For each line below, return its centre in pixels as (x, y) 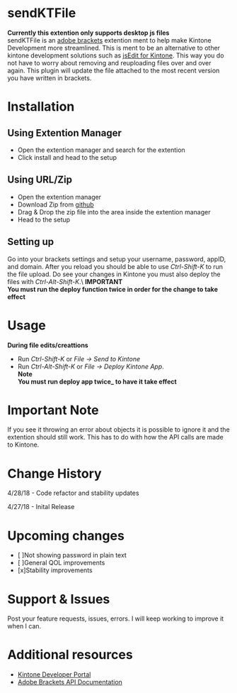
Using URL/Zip (40, 180)
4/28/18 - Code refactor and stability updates (73, 493)
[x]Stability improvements (55, 570)
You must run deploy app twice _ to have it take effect (97, 381)
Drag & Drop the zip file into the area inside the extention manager (114, 212)
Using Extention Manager (65, 133)
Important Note (53, 410)
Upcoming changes (66, 536)
